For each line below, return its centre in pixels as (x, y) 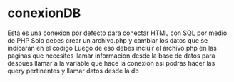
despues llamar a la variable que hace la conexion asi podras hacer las (111, 63)
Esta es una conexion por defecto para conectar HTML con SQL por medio (117, 33)
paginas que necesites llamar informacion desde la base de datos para (111, 56)
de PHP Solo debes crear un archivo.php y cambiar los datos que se (108, 40)
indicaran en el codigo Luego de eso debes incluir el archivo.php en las (112, 48)
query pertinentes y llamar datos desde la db (73, 71)
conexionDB (44, 13)
